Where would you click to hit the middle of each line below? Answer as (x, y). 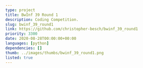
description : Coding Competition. (42, 19)
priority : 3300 (21, 34)
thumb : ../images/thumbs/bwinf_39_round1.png (54, 53)
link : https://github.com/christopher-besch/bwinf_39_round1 (72, 29)
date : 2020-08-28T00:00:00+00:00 (41, 39)
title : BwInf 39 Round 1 (32, 15)
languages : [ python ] (27, 43)
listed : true (19, 58)
